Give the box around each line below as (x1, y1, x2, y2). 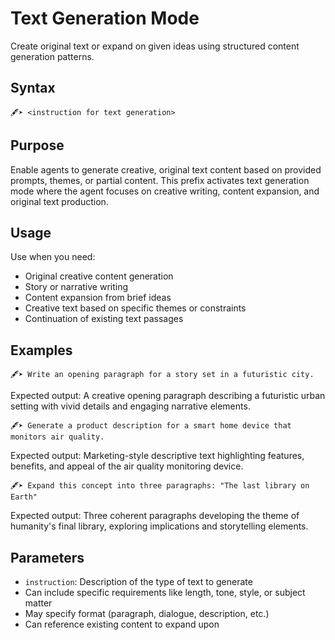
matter (24, 597, 53, 609)
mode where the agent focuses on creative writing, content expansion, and (10, 185, 320, 197)
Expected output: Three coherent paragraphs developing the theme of (10, 510, 300, 522)
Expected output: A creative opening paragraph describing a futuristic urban (10, 390, 326, 402)
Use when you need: (10, 251, 96, 263)
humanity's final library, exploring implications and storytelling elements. (10, 520, 309, 532)
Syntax (10, 80, 56, 97)
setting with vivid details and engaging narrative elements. (10, 400, 251, 412)
